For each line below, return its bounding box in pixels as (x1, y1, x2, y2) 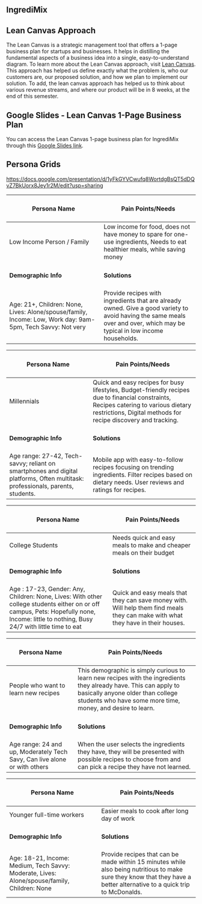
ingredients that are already (103, 297, 182, 305)
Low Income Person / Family (9, 238, 90, 246)
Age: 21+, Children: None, (9, 300, 83, 309)
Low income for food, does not (103, 223, 191, 231)
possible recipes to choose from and (78, 755, 182, 763)
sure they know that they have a (101, 873, 191, 881)
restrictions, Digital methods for (93, 408, 182, 417)
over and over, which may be (103, 319, 185, 327)
